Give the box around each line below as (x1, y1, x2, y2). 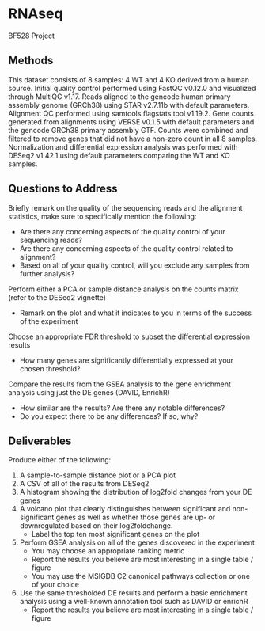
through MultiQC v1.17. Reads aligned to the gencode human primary (8, 92, 231, 101)
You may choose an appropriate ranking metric (31, 546, 185, 556)
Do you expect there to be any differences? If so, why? (19, 411, 199, 420)
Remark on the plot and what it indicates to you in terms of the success (19, 308, 252, 317)
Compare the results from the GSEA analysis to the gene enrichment (8, 379, 232, 389)
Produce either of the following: (8, 455, 112, 465)
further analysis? (19, 268, 75, 278)
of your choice (31, 580, 79, 590)
